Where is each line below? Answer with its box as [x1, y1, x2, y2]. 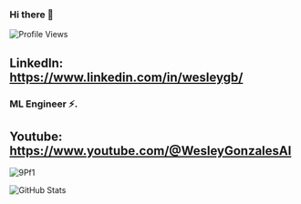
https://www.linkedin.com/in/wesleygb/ [9, 69, 244, 85]
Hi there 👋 [9, 8, 55, 21]
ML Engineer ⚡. [9, 97, 78, 110]
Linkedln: [9, 55, 64, 71]
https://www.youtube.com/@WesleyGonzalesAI [9, 143, 292, 158]
